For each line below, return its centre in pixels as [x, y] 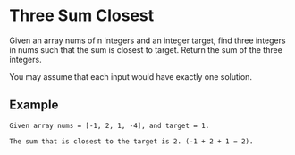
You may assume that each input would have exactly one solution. [131, 76]
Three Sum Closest [82, 16]
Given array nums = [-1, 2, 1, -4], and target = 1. [110, 125]
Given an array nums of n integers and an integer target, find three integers [147, 40]
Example [34, 105]
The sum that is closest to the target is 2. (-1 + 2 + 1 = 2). [131, 141]
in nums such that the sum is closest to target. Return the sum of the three [146, 49]
